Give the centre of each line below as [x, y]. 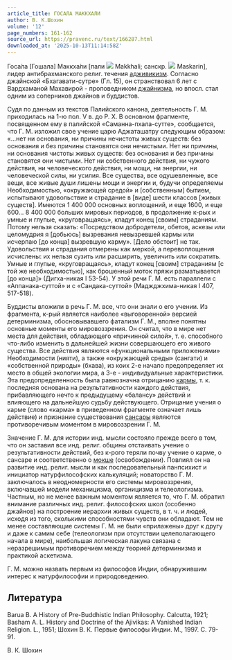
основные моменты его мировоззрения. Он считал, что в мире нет [107, 329]
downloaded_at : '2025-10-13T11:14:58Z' [65, 46]
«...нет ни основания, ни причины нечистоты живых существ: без [104, 139]
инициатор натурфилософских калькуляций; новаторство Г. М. [100, 474]
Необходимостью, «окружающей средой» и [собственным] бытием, [109, 190]
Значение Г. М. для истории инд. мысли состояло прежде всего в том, [112, 438]
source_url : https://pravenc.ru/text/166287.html [80, 39]
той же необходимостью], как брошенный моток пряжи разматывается [114, 271]
